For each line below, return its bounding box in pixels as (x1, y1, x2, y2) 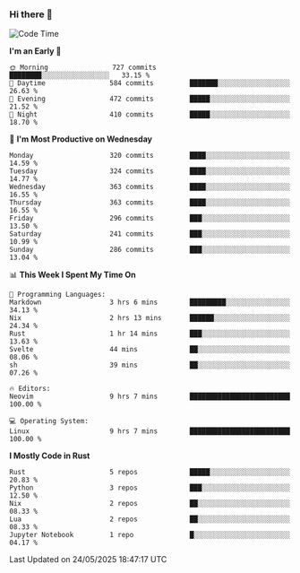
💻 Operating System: (9, 417, 90, 426)
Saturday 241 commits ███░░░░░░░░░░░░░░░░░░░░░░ (9, 230, 291, 239)
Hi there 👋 (9, 8, 54, 21)
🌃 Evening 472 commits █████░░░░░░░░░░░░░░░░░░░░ (9, 94, 291, 104)
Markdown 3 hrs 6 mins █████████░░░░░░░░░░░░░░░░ (9, 298, 291, 308)
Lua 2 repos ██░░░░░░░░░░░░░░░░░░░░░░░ (9, 515, 291, 524)
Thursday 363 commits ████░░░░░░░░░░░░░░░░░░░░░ (9, 198, 291, 207)
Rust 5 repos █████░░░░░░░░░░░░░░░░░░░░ (9, 468, 291, 477)
